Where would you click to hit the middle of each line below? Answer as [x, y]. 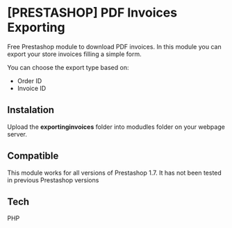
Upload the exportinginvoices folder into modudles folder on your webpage [116, 127]
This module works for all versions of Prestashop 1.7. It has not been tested [115, 173]
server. [17, 134]
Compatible [33, 156]
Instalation [31, 110]
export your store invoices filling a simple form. [75, 54]
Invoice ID [32, 88]
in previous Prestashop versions [53, 180]
